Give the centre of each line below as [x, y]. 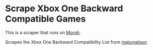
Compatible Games [45, 19]
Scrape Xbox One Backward [64, 9]
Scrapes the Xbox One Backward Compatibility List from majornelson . [76, 42]
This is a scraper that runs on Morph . [43, 32]
